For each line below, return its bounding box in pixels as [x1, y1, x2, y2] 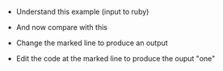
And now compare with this [15, 23, 107, 31]
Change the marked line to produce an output [15, 38, 168, 48]
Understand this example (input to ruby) [15, 7, 149, 16]
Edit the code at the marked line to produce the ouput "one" [15, 54, 216, 63]
